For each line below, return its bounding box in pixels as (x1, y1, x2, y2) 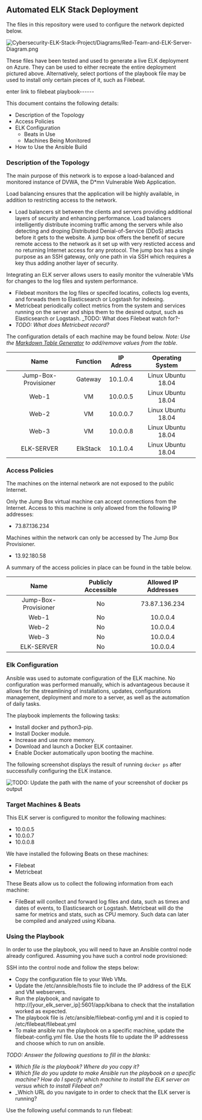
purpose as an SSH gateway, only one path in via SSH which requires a (14, 253, 191, 260)
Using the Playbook (6, 932, 64, 940)
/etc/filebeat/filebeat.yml (14, 1021, 76, 1028)
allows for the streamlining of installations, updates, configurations (6, 687, 171, 694)
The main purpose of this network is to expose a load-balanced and (6, 172, 174, 180)
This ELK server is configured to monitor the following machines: (6, 814, 167, 821)
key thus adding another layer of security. (14, 259, 118, 267)
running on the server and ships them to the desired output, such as (14, 309, 184, 316)
